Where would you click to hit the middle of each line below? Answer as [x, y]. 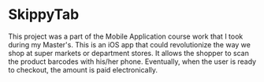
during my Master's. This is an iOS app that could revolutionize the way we [129, 44]
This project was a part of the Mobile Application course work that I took [126, 36]
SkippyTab [44, 15]
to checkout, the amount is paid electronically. [83, 69]
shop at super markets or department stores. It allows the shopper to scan [129, 53]
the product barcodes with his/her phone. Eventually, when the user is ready [132, 61]
